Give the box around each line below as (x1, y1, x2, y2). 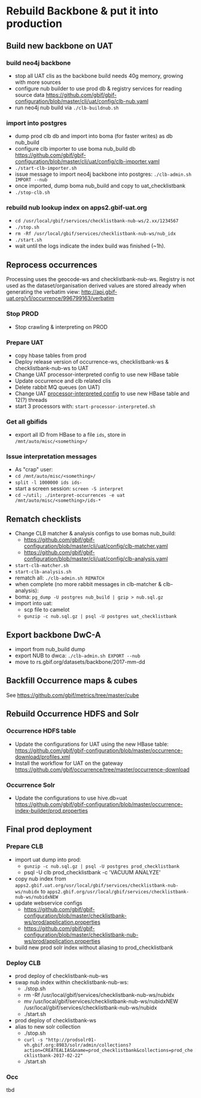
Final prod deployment (6, 824, 92, 835)
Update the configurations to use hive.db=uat (14, 794, 127, 801)
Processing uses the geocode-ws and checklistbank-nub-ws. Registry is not (6, 276, 195, 283)
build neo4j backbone (6, 59, 71, 67)
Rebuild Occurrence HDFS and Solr (6, 709, 139, 719)
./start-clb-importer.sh (14, 166, 77, 172)
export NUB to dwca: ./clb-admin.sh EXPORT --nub (14, 652, 141, 659)
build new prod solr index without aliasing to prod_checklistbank (14, 944, 173, 951)
